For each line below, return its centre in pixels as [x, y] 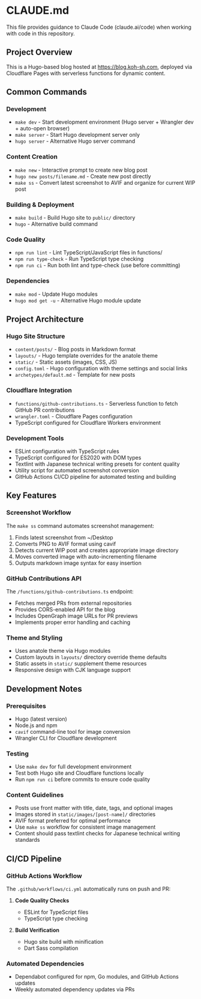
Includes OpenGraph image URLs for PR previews [76, 616]
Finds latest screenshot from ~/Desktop [64, 537]
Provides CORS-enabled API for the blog [65, 609]
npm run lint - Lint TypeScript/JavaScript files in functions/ [89, 253]
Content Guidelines [35, 795]
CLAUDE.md [38, 10]
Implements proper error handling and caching [73, 622]
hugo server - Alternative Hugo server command [75, 141]
